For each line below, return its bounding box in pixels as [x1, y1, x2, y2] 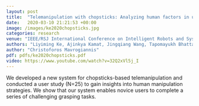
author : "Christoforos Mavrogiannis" [6, 47, 99, 53]
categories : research [6, 31, 60, 37]
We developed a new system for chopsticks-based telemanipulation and [6, 74, 182, 81]
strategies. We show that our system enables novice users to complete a [6, 87, 184, 94]
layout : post [6, 8, 38, 15]
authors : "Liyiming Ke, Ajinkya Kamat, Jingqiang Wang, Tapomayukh [6, 42, 176, 48]
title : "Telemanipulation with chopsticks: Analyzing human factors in [6, 14, 190, 20]
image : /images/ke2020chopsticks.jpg [6, 25, 99, 31]
